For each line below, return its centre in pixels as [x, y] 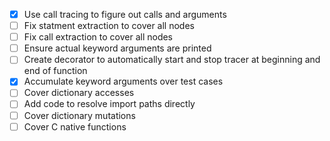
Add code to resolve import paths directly [109, 104]
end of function [55, 71]
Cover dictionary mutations [79, 115]
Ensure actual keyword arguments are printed [117, 48]
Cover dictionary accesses [79, 93]
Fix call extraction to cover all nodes [98, 37]
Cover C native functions [75, 126]
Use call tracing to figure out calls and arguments [125, 14]
